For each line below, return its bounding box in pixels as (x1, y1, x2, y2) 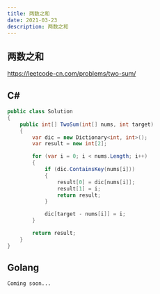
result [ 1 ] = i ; (56, 185, 101, 192)
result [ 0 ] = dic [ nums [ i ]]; (56, 179, 136, 186)
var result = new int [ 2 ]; (32, 140, 108, 147)
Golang (7, 262, 40, 274)
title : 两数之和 (7, 10, 50, 17)
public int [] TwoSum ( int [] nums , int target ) (19, 121, 154, 128)
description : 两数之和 (7, 23, 69, 30)
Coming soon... (7, 280, 51, 287)
